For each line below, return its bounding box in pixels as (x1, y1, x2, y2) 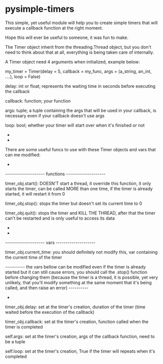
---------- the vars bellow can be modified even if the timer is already (5, 264, 146, 269)
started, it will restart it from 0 (5, 191, 65, 197)
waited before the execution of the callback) (5, 309, 95, 315)
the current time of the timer (5, 254, 62, 260)
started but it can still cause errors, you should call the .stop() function (5, 269, 148, 275)
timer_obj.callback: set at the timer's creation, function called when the (5, 319, 149, 325)
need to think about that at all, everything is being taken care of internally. (5, 49, 154, 55)
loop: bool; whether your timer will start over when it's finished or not (5, 122, 145, 128)
